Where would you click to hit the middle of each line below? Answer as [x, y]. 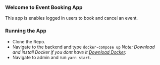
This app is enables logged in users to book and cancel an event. [71, 18]
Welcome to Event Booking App [44, 7]
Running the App [26, 31]
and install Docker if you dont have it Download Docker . [69, 52]
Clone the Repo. [29, 41]
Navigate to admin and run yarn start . [52, 57]
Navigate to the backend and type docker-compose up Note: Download [83, 47]
